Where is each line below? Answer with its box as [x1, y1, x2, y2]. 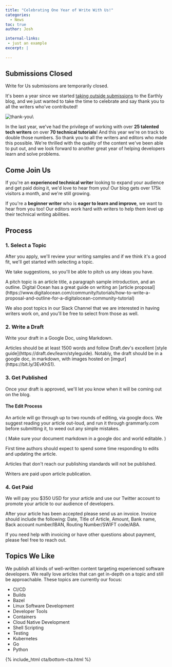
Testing [12, 630, 29, 636]
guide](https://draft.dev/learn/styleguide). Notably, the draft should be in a [5, 350, 163, 357]
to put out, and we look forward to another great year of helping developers [5, 145, 165, 152]
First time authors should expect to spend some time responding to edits [5, 445, 159, 451]
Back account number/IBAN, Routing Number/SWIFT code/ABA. [5, 522, 141, 528]
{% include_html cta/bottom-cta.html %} [5, 656, 91, 662]
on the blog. [5, 391, 31, 397]
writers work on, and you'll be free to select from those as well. [5, 310, 139, 317]
